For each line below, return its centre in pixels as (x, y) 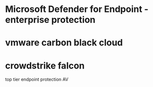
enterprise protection (50, 20)
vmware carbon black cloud (64, 43)
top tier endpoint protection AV (37, 79)
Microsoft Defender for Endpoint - (77, 9)
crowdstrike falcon (45, 65)
